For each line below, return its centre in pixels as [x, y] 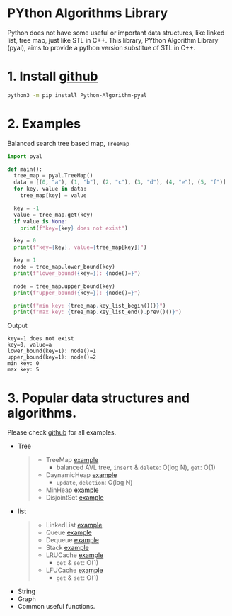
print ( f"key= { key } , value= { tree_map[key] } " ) [80, 247]
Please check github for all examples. [62, 432]
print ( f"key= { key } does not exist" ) [74, 228]
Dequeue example [72, 540]
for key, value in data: [50, 189]
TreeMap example [72, 460]
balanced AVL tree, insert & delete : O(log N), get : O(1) [136, 467]
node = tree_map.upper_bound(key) [64, 286]
